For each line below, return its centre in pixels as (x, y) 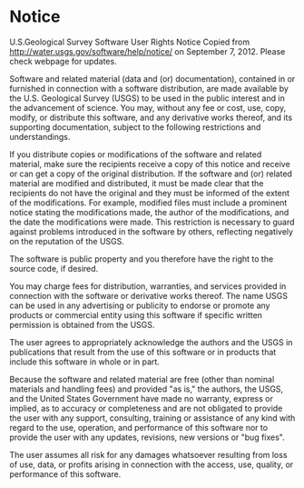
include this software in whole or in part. (85, 362)
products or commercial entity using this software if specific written (136, 314)
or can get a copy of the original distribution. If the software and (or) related (151, 174)
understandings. (40, 136)
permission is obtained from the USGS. (82, 324)
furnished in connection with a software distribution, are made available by (149, 88)
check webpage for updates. (63, 61)
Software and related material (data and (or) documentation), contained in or (152, 78)
